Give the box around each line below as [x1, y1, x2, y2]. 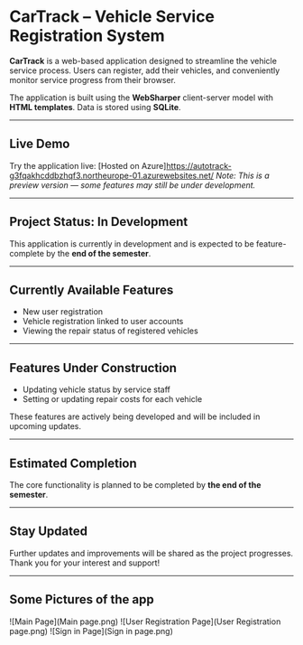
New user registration [22, 306, 104, 317]
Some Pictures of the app [9, 592, 155, 607]
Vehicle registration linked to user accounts [22, 316, 184, 327]
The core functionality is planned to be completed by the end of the [9, 480, 262, 490]
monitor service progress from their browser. [9, 74, 176, 85]
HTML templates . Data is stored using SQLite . [9, 101, 182, 112]
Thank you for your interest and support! [9, 557, 161, 568]
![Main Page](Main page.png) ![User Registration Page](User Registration [9, 616, 281, 627]
